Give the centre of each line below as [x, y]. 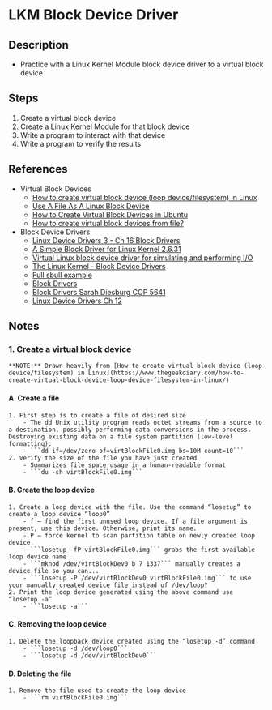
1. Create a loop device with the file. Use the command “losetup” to [130, 507]
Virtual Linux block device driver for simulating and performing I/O [142, 258]
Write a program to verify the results [81, 143]
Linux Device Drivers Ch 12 [77, 301]
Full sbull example [62, 275]
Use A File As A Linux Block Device [91, 206]
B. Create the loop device [52, 490]
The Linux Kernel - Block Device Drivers [99, 266]
